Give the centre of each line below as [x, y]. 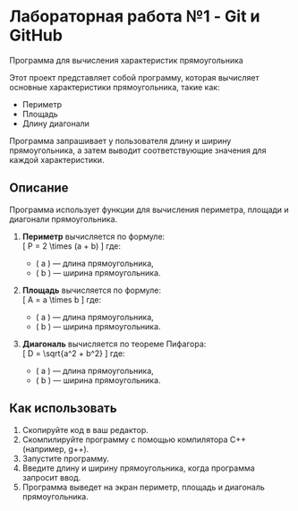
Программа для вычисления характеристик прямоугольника [126, 60]
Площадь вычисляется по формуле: [92, 290]
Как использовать [64, 409]
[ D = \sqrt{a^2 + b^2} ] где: [73, 353]
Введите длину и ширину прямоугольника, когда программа [138, 468]
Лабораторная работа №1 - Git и [135, 17]
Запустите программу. [66, 458]
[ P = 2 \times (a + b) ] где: [71, 246]
